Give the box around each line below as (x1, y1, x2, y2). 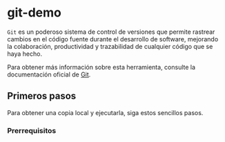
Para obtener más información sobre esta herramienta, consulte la (7, 63, 195, 71)
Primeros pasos (7, 90, 77, 102)
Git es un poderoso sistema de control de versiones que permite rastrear (7, 28, 215, 36)
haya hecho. (7, 50, 43, 58)
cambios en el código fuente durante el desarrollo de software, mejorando (7, 34, 219, 43)
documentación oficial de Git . (7, 70, 91, 79)
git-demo (7, 5, 62, 21)
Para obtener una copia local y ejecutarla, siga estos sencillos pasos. (7, 108, 204, 116)
